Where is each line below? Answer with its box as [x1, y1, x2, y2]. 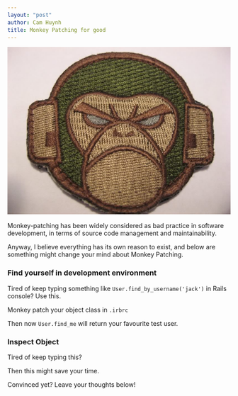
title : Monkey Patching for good [7, 26, 106, 33]
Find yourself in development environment [7, 268, 157, 278]
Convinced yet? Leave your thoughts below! [7, 380, 136, 389]
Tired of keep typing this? [7, 353, 83, 361]
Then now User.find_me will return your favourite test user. [7, 319, 178, 327]
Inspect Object [7, 336, 59, 346]
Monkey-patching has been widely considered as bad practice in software [7, 222, 225, 230]
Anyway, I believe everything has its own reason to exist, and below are [7, 243, 216, 251]
